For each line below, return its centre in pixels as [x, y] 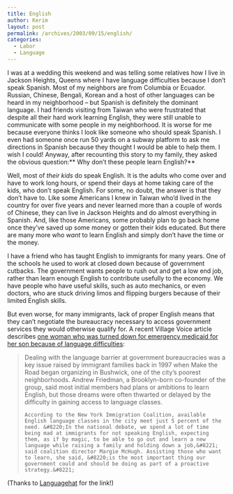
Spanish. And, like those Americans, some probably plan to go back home [113, 220]
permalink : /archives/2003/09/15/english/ [70, 33]
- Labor [25, 46]
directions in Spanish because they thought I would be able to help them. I [114, 147]
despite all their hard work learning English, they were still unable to [104, 117]
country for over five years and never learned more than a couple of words [115, 205]
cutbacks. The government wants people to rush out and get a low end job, [115, 271]
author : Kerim [28, 20]
